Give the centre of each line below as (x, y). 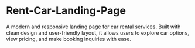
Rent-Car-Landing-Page (66, 11)
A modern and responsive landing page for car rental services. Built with (93, 27)
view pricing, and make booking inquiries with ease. (69, 39)
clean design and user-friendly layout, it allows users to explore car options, (97, 32)
